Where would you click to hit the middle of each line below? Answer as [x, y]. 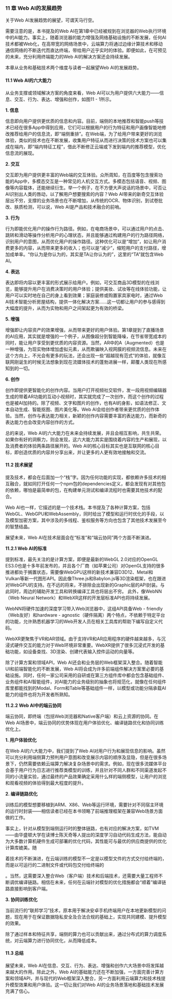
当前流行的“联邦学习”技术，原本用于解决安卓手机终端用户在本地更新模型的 [84, 910]
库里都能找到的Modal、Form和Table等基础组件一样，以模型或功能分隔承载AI [86, 688]
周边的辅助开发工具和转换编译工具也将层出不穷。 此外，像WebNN [92, 591]
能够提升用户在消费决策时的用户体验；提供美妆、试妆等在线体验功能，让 [90, 289]
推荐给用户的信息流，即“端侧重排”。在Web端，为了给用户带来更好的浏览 [86, 134]
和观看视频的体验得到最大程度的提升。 [46, 783]
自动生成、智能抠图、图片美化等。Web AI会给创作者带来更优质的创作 [82, 409]
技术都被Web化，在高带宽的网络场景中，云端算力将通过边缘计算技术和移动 [84, 44]
